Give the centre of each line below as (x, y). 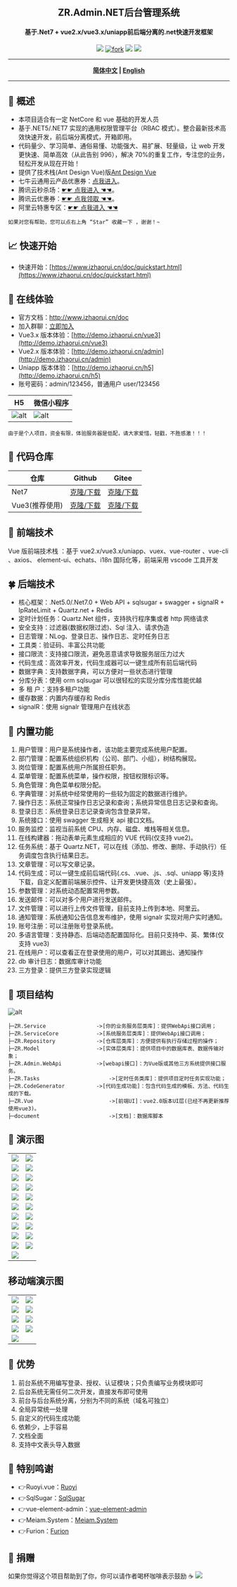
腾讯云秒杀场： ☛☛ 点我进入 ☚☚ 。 (68, 190)
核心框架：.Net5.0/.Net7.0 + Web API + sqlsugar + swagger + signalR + (121, 603)
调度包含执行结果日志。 (58, 855)
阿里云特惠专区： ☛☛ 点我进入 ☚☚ (68, 207)
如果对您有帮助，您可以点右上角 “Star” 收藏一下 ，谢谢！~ (84, 222)
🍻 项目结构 (31, 995)
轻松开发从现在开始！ (49, 164)
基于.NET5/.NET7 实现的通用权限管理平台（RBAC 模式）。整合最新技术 (119, 128)
